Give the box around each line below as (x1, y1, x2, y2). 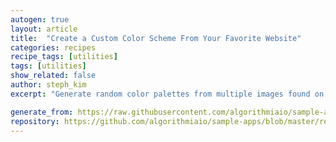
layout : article (10, 24, 78, 34)
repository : (10, 116, 60, 126)
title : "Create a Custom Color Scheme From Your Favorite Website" (10, 33, 302, 43)
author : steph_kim (10, 80, 87, 90)
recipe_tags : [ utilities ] (10, 52, 118, 62)
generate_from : (10, 107, 74, 117)
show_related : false (10, 71, 97, 81)
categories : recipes (10, 42, 97, 53)
